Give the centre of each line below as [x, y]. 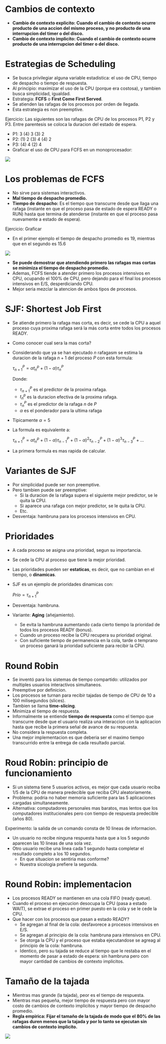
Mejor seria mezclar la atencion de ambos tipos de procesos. [75, 289]
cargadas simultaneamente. [41, 803]
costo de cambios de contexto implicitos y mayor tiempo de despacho [84, 1006]
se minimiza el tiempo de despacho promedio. [61, 268]
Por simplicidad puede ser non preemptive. [56, 484]
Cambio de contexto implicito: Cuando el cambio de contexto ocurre [84, 39]
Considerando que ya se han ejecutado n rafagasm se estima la [77, 352]
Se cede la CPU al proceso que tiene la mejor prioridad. [69, 560]
